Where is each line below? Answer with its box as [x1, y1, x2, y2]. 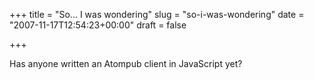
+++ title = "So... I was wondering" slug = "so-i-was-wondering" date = [9, 9, 305, 20]
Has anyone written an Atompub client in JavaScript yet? [9, 58, 243, 69]
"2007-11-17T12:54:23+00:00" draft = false [9, 19, 187, 31]
